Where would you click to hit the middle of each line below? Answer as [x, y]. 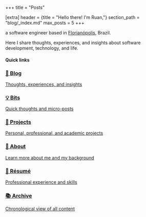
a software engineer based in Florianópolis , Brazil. [58, 33]
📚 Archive [19, 196]
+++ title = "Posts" [25, 7]
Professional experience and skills [41, 182]
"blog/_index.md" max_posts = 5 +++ [45, 23]
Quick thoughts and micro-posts [39, 109]
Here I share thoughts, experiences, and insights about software [73, 43]
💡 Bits [13, 97]
